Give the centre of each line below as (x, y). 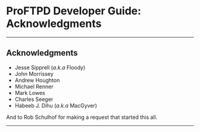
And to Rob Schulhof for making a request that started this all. (82, 117)
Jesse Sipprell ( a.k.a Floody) (50, 67)
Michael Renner (34, 86)
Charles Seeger (34, 99)
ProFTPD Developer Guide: (74, 11)
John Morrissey (34, 73)
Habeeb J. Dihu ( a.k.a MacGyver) (56, 105)
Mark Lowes (30, 93)
